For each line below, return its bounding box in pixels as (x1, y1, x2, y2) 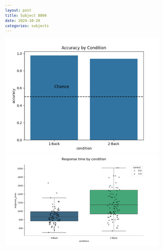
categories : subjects (5, 23, 49, 28)
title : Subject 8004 (5, 13, 47, 18)
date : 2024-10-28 (5, 18, 41, 23)
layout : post (5, 8, 32, 13)
